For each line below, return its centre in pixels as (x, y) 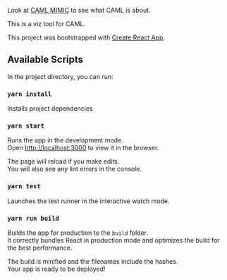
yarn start (26, 126)
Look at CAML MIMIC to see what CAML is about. (79, 10)
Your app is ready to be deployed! (56, 269)
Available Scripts (45, 60)
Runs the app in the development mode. (65, 140)
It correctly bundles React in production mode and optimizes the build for (114, 240)
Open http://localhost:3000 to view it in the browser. (83, 148)
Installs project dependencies (50, 109)
